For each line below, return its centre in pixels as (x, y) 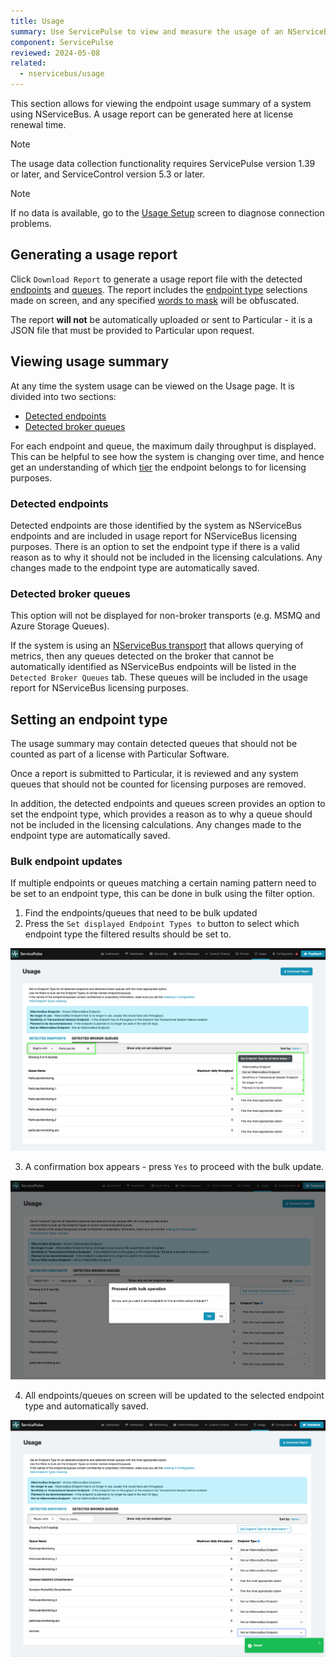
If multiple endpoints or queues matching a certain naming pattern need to (163, 883)
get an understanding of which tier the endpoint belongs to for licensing (158, 467)
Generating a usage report (94, 255)
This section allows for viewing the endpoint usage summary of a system (161, 103)
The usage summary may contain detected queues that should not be (154, 744)
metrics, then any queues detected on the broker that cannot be (142, 656)
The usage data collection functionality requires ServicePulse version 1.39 (163, 163)
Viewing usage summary (90, 361)
